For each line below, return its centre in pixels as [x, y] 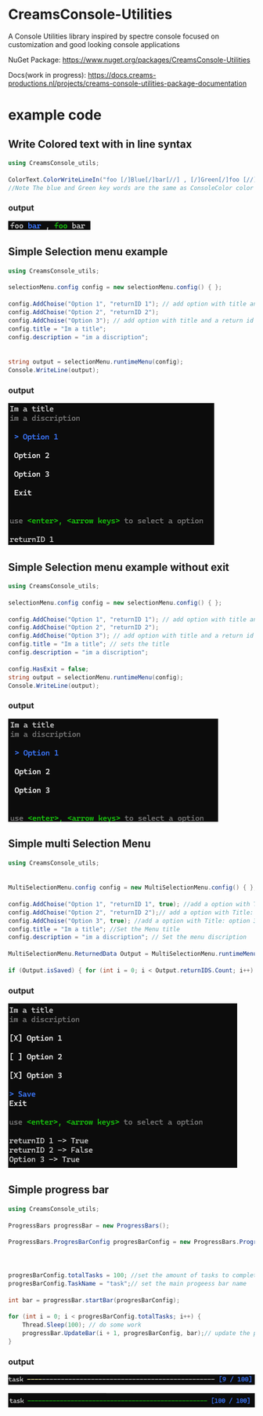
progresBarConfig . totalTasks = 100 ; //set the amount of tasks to [119, 1275]
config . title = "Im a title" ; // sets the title [89, 644]
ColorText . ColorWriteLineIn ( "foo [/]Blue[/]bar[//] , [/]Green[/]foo [124, 179]
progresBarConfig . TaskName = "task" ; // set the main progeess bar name [127, 1283]
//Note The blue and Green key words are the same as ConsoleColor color [131, 188]
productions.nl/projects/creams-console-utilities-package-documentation [128, 83]
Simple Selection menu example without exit [119, 567]
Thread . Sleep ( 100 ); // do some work [82, 1325]
